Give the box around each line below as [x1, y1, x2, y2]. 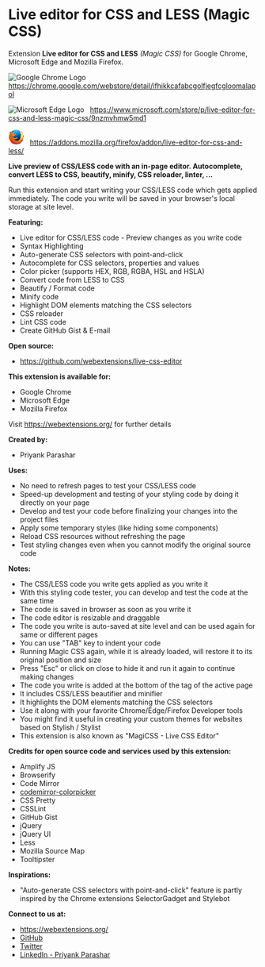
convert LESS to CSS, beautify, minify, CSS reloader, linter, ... [8, 169, 214, 179]
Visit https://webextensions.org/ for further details [8, 419, 172, 429]
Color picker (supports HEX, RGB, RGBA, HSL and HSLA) [19, 266, 205, 275]
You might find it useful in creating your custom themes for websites [19, 714, 243, 723]
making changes [19, 672, 74, 681]
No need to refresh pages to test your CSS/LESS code [19, 480, 196, 490]
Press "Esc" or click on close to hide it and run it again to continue [19, 663, 236, 672]
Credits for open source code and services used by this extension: [8, 746, 232, 756]
